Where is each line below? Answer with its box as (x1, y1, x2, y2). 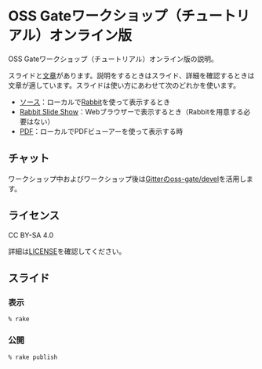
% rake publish (8, 353, 58, 361)
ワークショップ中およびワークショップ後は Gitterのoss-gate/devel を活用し (8, 174, 247, 183)
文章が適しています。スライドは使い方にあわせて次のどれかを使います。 (8, 80, 241, 90)
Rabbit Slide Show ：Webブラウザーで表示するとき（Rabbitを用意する (19, 107, 244, 116)
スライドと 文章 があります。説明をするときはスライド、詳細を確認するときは (8, 71, 255, 80)
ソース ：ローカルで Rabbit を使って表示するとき (19, 97, 171, 107)
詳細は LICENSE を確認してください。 (8, 246, 126, 255)
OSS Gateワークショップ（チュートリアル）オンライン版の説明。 (8, 54, 218, 63)
